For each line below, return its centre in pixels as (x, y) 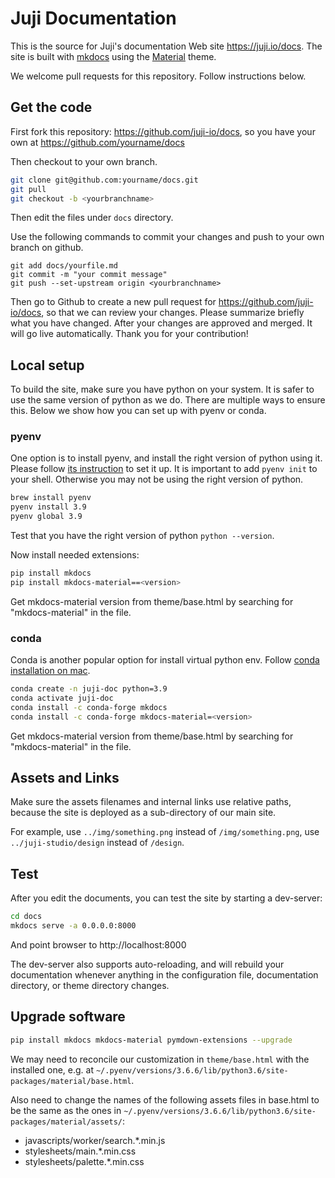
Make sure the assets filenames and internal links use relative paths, (151, 802)
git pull (28, 189)
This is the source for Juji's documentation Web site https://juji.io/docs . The (166, 46)
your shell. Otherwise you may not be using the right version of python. (157, 479)
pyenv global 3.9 (46, 517)
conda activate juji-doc (62, 698)
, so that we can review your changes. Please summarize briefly (173, 313)
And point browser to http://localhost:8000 (98, 945)
